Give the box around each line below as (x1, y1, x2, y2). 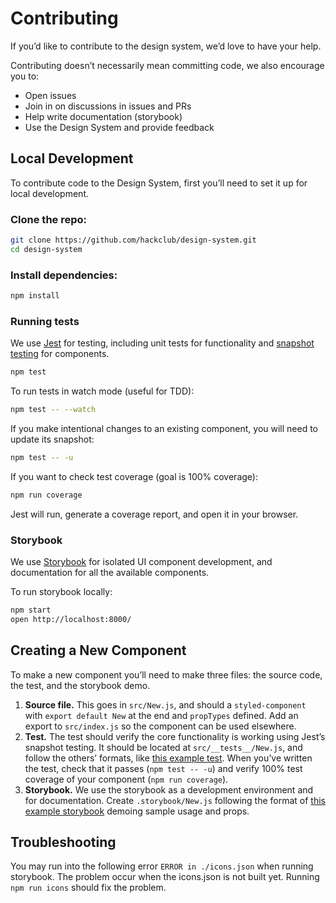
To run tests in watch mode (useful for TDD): (10, 385, 195, 397)
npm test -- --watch (10, 405, 97, 415)
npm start (10, 605, 52, 616)
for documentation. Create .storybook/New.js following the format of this (24, 794, 326, 806)
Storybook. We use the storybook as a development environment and (24, 783, 314, 796)
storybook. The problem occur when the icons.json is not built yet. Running (10, 871, 320, 883)
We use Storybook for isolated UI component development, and (10, 556, 273, 568)
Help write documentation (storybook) (24, 110, 183, 122)
